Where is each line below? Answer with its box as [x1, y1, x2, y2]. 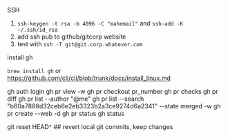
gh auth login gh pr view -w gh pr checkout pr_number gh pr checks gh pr [7, 88, 219, 95]
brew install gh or [7, 67, 61, 75]
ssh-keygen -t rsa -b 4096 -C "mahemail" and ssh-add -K [17, 19, 184, 27]
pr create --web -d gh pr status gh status [7, 110, 124, 117]
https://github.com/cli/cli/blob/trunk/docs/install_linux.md [7, 74, 171, 82]
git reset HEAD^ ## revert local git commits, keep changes [7, 123, 173, 130]
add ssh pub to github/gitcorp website [17, 32, 126, 41]
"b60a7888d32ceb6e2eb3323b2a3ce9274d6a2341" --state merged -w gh [7, 102, 221, 110]
